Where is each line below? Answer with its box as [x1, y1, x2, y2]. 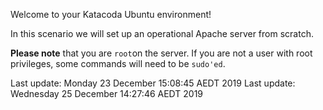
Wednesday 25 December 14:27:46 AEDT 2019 [10, 88, 204, 99]
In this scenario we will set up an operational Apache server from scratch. [10, 28, 314, 39]
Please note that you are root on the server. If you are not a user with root [10, 47, 313, 59]
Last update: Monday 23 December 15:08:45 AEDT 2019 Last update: [10, 77, 296, 89]
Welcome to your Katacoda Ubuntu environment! [10, 9, 212, 20]
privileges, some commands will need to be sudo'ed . [10, 58, 226, 69]
